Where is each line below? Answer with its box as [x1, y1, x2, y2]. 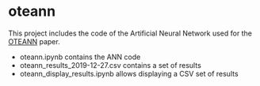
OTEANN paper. [8, 36, 61, 46]
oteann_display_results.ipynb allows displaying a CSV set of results [19, 69, 239, 78]
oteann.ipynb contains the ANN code [19, 52, 141, 62]
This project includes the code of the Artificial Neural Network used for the [8, 28, 252, 38]
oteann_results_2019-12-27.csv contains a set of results [19, 60, 202, 69]
